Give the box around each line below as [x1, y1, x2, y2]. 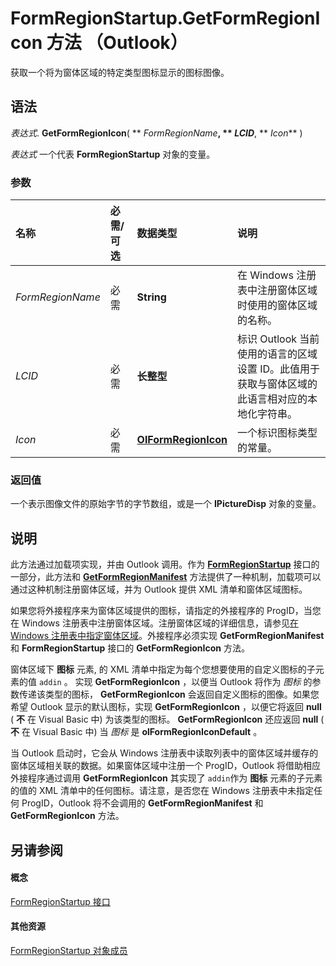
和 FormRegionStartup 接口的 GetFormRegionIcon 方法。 [10, 642, 250, 654]
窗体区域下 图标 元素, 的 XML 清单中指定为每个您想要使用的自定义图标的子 [10, 663, 316, 676]
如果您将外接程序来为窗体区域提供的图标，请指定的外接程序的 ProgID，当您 [10, 605, 322, 617]
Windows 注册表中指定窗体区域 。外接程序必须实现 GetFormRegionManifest [10, 630, 325, 642]
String [136, 290, 167, 304]
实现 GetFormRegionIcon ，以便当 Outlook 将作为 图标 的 [74, 676, 313, 688]
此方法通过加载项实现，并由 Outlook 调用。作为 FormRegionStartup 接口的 [10, 558, 320, 571]
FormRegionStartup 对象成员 [10, 944, 128, 956]
